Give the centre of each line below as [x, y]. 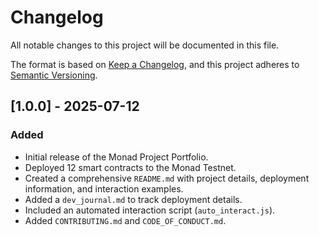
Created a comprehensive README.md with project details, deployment [167, 178]
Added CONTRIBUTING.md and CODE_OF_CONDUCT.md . [125, 220]
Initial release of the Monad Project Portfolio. [116, 157]
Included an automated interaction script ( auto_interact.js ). [150, 210]
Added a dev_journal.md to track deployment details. [133, 199]
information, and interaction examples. [104, 188]
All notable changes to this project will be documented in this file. [145, 45]
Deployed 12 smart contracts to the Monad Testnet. [130, 167]
